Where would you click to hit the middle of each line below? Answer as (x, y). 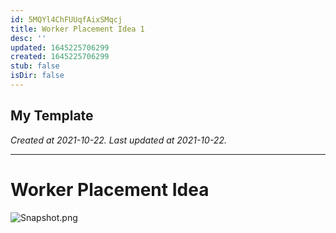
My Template (52, 116)
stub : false (35, 66)
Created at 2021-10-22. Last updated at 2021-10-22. (118, 140)
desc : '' (28, 38)
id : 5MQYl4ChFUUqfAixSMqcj (66, 19)
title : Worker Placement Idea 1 (77, 29)
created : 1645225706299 (60, 57)
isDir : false (37, 76)
